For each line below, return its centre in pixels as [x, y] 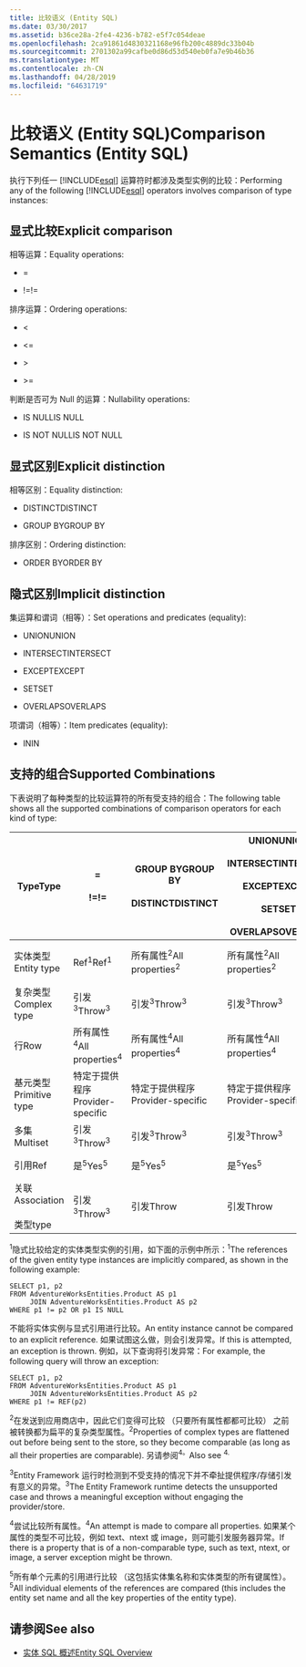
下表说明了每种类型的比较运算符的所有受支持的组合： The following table [145, 798]
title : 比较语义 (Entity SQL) [64, 18]
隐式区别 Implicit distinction [87, 594]
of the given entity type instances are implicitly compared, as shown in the [149, 1260]
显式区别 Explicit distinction [87, 466]
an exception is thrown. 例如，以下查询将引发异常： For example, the [138, 1351]
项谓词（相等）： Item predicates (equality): [89, 725]
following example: [45, 1269]
